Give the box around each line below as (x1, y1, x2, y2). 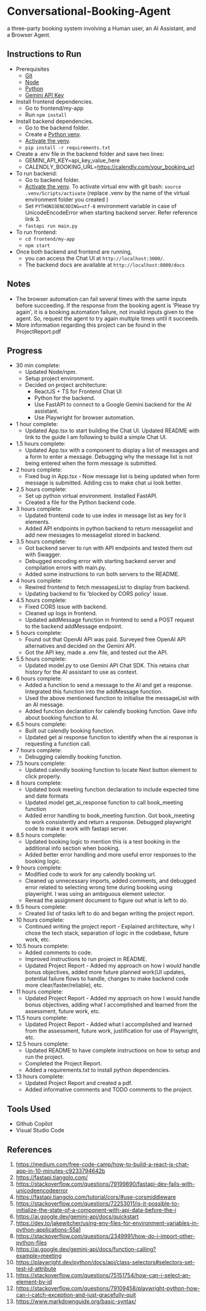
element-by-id (15, 1278, 52, 1285)
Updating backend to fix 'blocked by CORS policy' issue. (25, 590, 168, 597)
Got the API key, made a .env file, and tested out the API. (25, 649, 168, 656)
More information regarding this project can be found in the (15, 321, 166, 329)
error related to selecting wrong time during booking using (25, 884, 173, 891)
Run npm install (25, 111, 67, 118)
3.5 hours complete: (15, 538, 67, 545)
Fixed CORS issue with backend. (25, 603, 108, 610)
